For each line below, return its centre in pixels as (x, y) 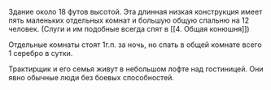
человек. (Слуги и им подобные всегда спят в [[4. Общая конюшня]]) (129, 29)
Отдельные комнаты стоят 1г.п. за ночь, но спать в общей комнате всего (135, 45)
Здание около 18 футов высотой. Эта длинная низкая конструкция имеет (135, 12)
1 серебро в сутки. (41, 53)
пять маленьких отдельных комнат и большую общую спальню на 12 (129, 20)
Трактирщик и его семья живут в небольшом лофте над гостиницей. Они (136, 69)
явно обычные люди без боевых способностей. (92, 77)
